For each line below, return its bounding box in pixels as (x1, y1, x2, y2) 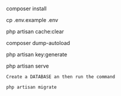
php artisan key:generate (6, 51, 68, 58)
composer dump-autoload (6, 40, 70, 46)
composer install (6, 5, 47, 12)
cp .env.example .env (6, 17, 58, 23)
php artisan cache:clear (6, 28, 64, 35)
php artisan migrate (6, 84, 58, 90)
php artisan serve (6, 62, 49, 69)
